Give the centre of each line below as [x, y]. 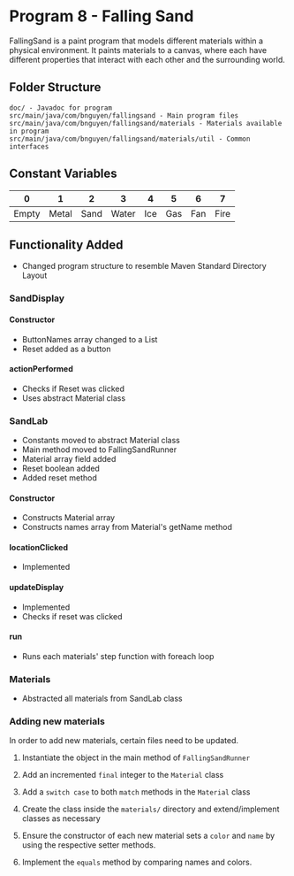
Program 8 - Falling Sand [102, 16]
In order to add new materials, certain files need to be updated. [124, 741]
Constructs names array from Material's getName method [127, 527]
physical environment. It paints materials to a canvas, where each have [138, 50]
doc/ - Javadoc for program [61, 108]
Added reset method [59, 478]
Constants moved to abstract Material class [101, 440]
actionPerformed [41, 369]
